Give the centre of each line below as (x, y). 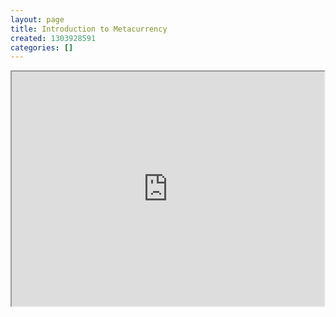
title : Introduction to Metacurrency (89, 29)
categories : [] (42, 47)
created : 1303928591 (53, 38)
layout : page (37, 19)
